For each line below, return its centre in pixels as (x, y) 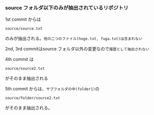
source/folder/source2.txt (33, 98)
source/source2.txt (25, 69)
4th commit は (19, 59)
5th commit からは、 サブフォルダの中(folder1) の (52, 89)
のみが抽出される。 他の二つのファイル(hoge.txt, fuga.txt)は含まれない (74, 38)
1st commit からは (23, 19)
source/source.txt (24, 29)
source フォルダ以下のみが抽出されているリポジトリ (67, 7)
